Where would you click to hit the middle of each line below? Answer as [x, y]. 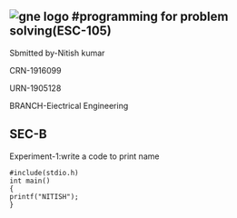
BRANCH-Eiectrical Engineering [69, 105]
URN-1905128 [35, 88]
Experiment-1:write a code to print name [84, 156]
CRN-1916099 [35, 70]
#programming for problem [150, 17]
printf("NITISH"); [44, 196]
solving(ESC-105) [60, 31]
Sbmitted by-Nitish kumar [57, 53]
